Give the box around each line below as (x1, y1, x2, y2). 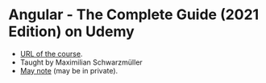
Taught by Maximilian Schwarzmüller (19, 57, 143, 67)
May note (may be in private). (19, 65, 118, 75)
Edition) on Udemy (8, 22, 135, 41)
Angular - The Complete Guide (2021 (8, 6, 260, 24)
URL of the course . (19, 49, 83, 58)
